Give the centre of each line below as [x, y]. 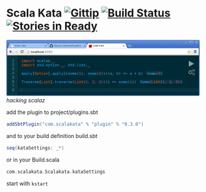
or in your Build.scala [33, 159]
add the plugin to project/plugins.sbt [52, 112]
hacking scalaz [26, 100]
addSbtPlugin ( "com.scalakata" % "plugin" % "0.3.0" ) [75, 124]
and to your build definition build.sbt [52, 136]
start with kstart [27, 183]
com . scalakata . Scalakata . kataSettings [56, 172]
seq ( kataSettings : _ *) [35, 148]
